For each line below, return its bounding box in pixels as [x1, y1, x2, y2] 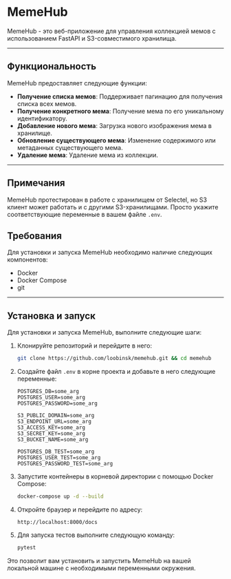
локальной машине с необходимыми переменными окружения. [7, 564, 196, 572]
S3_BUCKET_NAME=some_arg [16, 436, 89, 443]
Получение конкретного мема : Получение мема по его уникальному [16, 107, 224, 115]
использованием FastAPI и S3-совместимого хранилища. [7, 34, 177, 42]
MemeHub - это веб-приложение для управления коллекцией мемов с [7, 27, 217, 35]
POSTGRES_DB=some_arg [16, 388, 79, 395]
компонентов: [7, 255, 48, 264]
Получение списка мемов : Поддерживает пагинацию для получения [16, 92, 223, 101]
